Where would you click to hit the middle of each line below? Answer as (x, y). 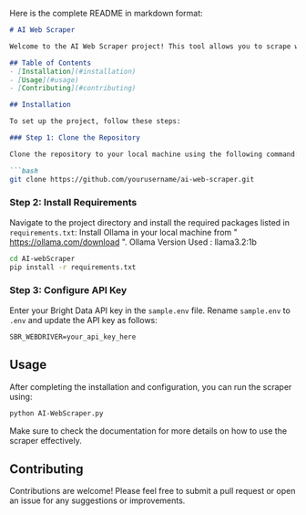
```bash (24, 171)
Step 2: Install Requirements (73, 203)
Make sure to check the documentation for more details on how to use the (148, 431)
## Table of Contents (51, 63)
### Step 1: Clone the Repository (75, 138)
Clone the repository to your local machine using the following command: (154, 154)
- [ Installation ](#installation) (73, 71)
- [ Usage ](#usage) (44, 80)
